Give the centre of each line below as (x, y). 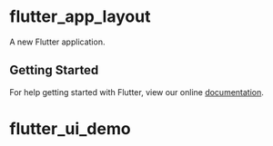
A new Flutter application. (57, 42)
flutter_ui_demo (70, 128)
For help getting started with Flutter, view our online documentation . (136, 92)
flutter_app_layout (80, 17)
